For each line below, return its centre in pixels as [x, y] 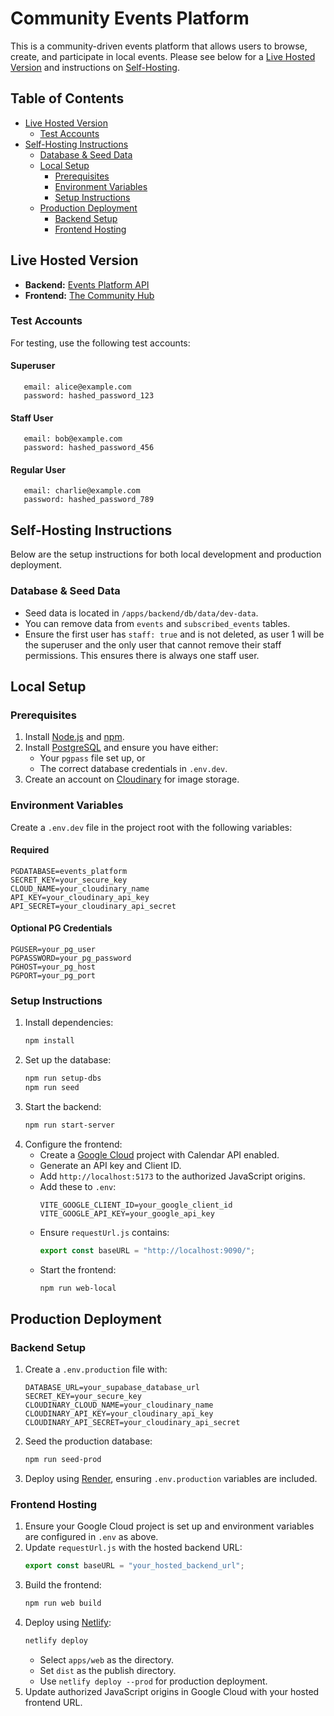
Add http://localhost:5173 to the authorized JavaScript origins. [172, 1176]
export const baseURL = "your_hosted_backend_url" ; [134, 1566]
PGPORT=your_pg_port [53, 975]
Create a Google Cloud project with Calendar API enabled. [159, 1154]
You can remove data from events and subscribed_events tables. [157, 623]
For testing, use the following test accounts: [100, 343]
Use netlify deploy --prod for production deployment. [153, 1681]
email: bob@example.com [73, 439]
